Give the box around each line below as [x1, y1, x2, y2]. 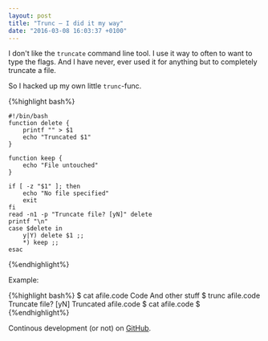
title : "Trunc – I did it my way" [8, 19, 124, 27]
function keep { [8, 154, 63, 163]
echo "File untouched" [22, 161, 99, 169]
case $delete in [8, 225, 63, 233]
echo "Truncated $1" [22, 133, 91, 141]
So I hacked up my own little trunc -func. [8, 81, 142, 91]
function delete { [8, 120, 70, 128]
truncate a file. [8, 66, 56, 75]
